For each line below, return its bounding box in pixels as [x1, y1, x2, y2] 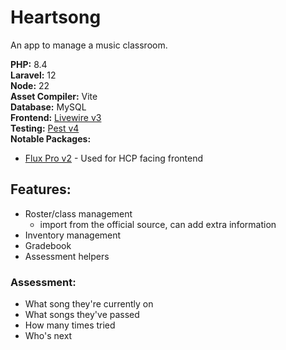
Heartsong [10, 6, 102, 29]
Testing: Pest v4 [10, 122, 80, 134]
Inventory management [24, 229, 122, 241]
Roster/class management [24, 207, 133, 220]
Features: [10, 181, 72, 198]
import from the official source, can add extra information [39, 218, 277, 230]
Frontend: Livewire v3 [10, 111, 102, 123]
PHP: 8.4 [10, 58, 48, 70]
